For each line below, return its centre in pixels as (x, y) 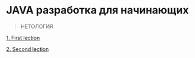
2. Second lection (27, 49)
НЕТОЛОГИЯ (37, 26)
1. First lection (23, 37)
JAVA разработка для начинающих (97, 10)
